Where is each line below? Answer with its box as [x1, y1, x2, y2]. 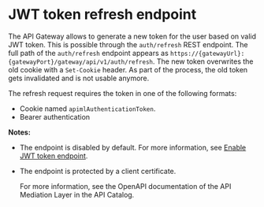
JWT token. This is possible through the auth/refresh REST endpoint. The [8, 39, 248, 49]
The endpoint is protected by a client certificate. [19, 166, 177, 176]
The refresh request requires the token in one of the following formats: [8, 88, 237, 98]
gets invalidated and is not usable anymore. [8, 73, 150, 83]
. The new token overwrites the [152, 57, 254, 66]
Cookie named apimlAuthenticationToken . [19, 104, 156, 113]
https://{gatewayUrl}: [169, 50, 245, 57]
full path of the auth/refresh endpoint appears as [8, 48, 169, 57]
